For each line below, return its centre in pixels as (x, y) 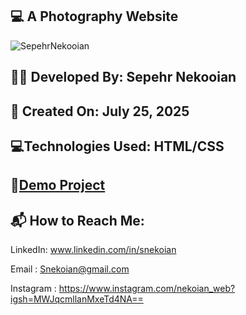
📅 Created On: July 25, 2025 (100, 111)
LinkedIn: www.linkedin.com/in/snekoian (93, 250)
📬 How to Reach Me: (77, 220)
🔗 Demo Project (58, 185)
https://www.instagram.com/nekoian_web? (147, 289)
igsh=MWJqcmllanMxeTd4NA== (77, 299)
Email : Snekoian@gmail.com (70, 269)
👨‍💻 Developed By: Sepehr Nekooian (123, 77)
